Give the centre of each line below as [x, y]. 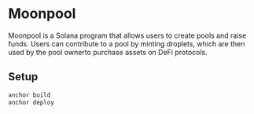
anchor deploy [31, 102]
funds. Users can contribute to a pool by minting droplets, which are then [127, 43]
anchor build [29, 95]
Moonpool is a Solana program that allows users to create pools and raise [127, 35]
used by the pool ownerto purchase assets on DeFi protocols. [108, 52]
